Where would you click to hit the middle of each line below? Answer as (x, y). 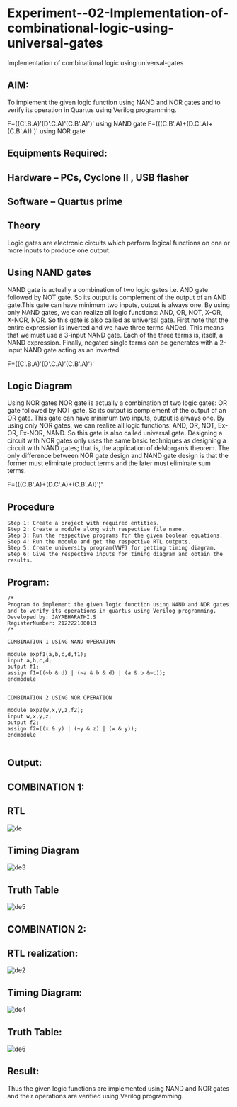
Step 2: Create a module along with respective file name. (96, 530)
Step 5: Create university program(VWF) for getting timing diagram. (112, 548)
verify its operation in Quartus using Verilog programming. (92, 110)
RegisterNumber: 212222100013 (52, 623)
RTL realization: (43, 953)
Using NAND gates (50, 273)
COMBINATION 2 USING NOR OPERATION (60, 697)
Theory (24, 226)
